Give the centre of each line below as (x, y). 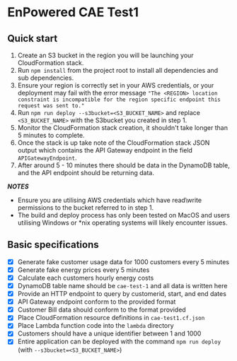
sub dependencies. (46, 78)
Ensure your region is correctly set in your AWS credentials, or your (116, 85)
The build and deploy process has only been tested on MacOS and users (123, 215)
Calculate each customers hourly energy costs (86, 278)
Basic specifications (53, 245)
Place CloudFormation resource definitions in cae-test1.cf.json (111, 318)
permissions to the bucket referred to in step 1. (86, 208)
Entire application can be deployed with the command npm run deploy (119, 342)
